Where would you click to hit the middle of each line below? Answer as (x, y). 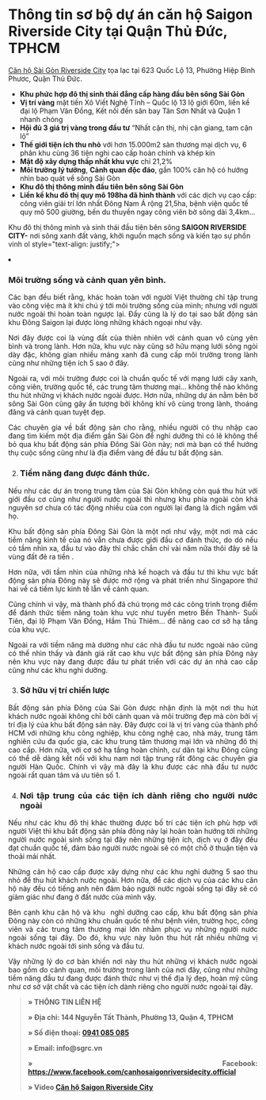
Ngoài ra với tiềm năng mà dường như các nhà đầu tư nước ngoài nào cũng (133, 644)
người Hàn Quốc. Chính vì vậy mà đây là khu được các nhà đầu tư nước (133, 766)
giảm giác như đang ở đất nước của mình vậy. (82, 897)
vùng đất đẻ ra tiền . (41, 556)
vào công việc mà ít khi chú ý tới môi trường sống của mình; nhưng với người (133, 306)
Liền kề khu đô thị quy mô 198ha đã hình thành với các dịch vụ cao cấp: (138, 195)
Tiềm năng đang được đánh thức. (85, 473)
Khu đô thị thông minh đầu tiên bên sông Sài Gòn (101, 186)
